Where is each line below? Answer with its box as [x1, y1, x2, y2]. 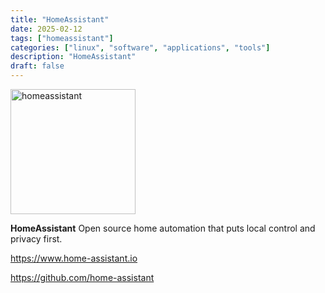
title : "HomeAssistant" [10, 14, 110, 25]
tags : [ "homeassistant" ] [10, 33, 114, 43]
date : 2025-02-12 [10, 24, 83, 34]
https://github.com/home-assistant [10, 272, 155, 283]
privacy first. [10, 233, 63, 245]
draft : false [10, 61, 65, 71]
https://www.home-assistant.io [10, 252, 138, 264]
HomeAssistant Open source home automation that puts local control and [10, 222, 316, 234]
